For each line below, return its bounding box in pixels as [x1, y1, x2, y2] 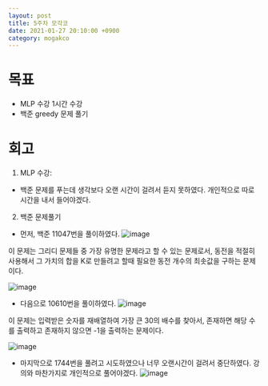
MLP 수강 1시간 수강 [19, 99, 83, 109]
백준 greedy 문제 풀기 [19, 109, 89, 119]
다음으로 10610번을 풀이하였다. [19, 299, 117, 308]
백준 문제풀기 [19, 212, 62, 222]
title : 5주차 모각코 [8, 19, 69, 27]
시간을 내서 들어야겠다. [19, 195, 91, 205]
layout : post [8, 11, 52, 20]
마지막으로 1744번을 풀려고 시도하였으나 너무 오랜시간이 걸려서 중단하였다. [19, 358, 252, 368]
